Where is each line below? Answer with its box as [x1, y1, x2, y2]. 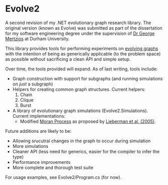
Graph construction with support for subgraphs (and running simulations [12, 75, 163, 81]
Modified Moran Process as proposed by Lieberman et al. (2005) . [20, 118, 156, 124]
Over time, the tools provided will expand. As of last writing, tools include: [5, 66, 158, 72]
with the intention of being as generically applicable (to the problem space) [5, 51, 161, 57]
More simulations [12, 143, 49, 149]
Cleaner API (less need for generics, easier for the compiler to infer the [12, 148, 160, 154]
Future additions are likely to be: [5, 128, 72, 134]
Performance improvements [12, 159, 71, 165]
